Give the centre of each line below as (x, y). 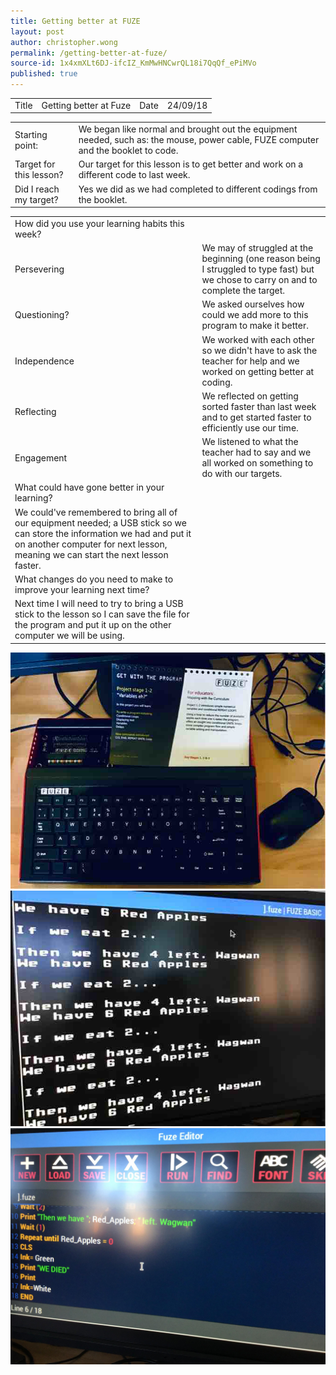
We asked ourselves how (253, 304)
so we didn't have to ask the (259, 350)
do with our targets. (242, 473)
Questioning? (42, 315)
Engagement (41, 457)
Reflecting (35, 412)
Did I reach (37, 189)
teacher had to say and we (256, 452)
